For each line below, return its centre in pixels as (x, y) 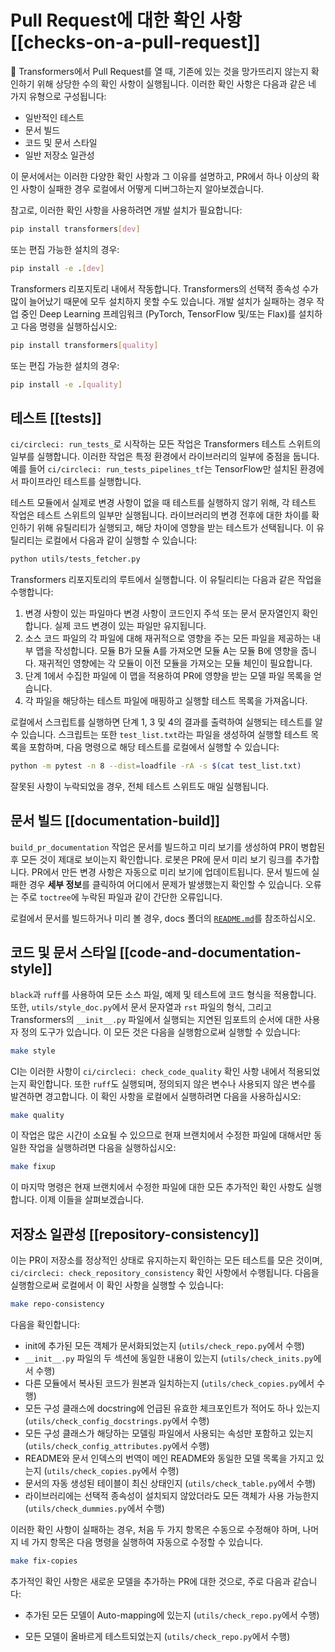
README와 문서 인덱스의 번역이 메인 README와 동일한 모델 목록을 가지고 (169, 1458)
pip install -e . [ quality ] (66, 384)
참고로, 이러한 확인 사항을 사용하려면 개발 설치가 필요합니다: (126, 210)
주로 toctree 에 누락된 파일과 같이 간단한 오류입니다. (121, 897)
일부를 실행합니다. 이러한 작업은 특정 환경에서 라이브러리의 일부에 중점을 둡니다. (165, 457)
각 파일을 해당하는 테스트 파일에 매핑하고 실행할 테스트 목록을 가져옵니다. (166, 701)
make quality (37, 1115)
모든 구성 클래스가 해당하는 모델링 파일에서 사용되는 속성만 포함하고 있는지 (169, 1433)
